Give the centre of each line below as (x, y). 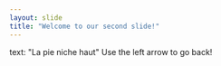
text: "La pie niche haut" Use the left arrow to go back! (111, 52)
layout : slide (36, 18)
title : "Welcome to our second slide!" (85, 26)
